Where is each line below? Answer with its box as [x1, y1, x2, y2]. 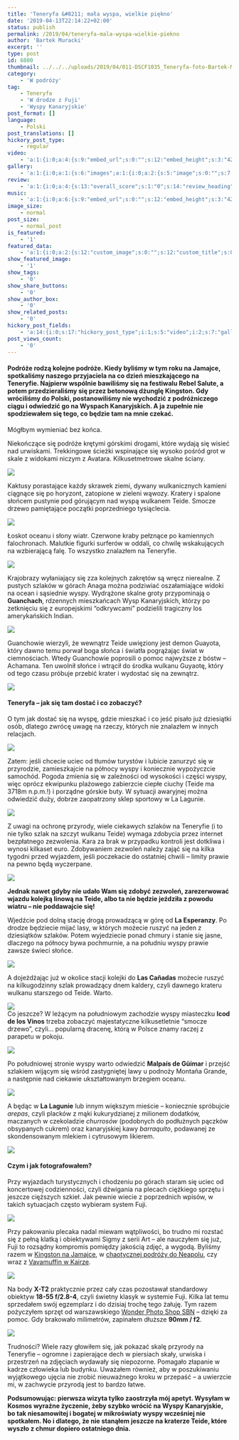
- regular [20, 143, 50, 150]
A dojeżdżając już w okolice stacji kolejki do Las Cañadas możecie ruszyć [7, 973, 224, 982]
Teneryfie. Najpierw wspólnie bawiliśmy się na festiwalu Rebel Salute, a [7, 379, 224, 387]
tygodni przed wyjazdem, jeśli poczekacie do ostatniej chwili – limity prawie [7, 852, 229, 860]
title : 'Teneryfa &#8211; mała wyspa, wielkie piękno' [7, 10, 174, 18]
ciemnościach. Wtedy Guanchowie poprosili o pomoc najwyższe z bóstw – [7, 654, 226, 662]
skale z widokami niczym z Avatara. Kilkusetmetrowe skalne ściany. [7, 454, 206, 463]
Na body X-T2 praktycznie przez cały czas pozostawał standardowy [7, 1285, 208, 1293]
